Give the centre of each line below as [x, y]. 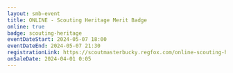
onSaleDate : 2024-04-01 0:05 [49, 59]
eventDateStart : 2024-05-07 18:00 [57, 40]
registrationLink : [34, 53]
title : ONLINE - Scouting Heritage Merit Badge [77, 20]
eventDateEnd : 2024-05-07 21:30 [54, 46]
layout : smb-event [34, 14]
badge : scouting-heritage [44, 33]
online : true [26, 26]
